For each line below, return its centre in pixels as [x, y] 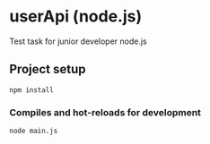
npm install [31, 90]
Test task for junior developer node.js [78, 41]
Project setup [48, 69]
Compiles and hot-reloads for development [105, 112]
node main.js [34, 131]
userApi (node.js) [76, 17]
